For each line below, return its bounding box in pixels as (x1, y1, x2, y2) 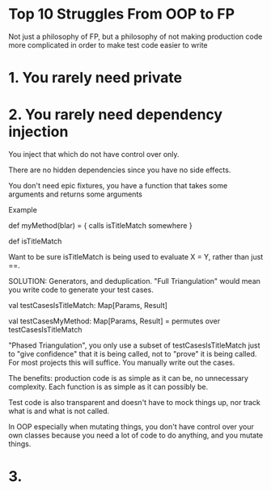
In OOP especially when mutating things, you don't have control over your (8, 422, 255, 432)
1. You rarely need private (8, 69, 183, 87)
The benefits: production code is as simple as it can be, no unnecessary (8, 374, 249, 383)
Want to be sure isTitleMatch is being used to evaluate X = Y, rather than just (8, 252, 264, 262)
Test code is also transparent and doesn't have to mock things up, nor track (8, 398, 261, 408)
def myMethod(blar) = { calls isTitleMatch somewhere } (8, 221, 193, 230)
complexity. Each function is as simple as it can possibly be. (8, 382, 209, 392)
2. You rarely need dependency (8, 106, 223, 124)
